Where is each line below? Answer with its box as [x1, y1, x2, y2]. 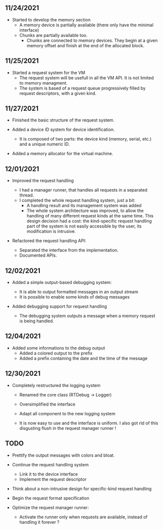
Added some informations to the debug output [12, 345, 106, 351]
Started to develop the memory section [12, 17, 91, 22]
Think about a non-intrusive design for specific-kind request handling [12, 486, 152, 492]
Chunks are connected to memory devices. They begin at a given [26, 37, 158, 43]
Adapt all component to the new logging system [19, 410, 116, 416]
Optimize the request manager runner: [12, 504, 89, 510]
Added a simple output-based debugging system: [12, 280, 112, 285]
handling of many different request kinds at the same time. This [26, 213, 154, 219]
